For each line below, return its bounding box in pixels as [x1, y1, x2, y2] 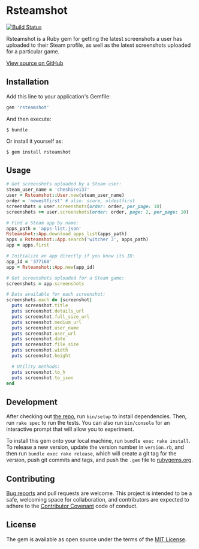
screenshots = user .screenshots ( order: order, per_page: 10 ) [6, 203, 162, 209]
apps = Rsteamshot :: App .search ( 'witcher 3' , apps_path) [6, 236, 149, 243]
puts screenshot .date [11, 336, 66, 342]
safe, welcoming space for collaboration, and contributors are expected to [6, 496, 190, 503]
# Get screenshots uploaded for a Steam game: [6, 275, 125, 281]
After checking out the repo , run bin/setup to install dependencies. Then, [6, 413, 187, 420]
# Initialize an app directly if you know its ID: [6, 253, 135, 259]
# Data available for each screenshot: [6, 292, 106, 298]
